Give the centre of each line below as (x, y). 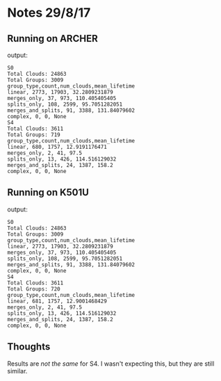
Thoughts (29, 347)
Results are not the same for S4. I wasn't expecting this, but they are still (111, 364)
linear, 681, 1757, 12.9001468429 (57, 301)
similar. (17, 371)
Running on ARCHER (53, 39)
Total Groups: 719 (34, 135)
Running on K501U (48, 193)
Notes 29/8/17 (49, 13)
